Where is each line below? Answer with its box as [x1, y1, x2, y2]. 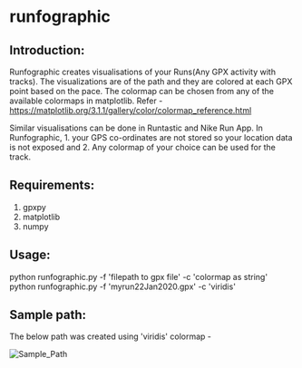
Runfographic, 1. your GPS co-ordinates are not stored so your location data [9, 132, 293, 142]
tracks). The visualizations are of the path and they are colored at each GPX [9, 76, 293, 87]
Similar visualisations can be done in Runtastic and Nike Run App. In [9, 122, 263, 133]
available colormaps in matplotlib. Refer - [9, 95, 163, 106]
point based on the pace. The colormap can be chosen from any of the [9, 86, 275, 96]
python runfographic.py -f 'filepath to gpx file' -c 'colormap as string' [9, 271, 268, 282]
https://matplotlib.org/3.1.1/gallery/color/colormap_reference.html [9, 105, 252, 115]
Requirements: [9, 178, 95, 193]
